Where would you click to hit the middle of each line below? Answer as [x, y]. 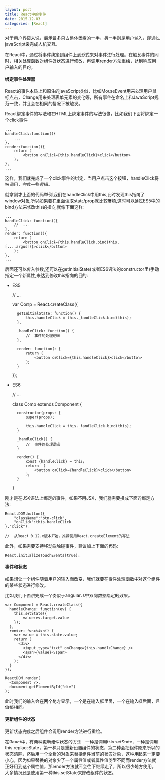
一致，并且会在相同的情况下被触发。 [46, 104]
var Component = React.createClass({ [44, 605]
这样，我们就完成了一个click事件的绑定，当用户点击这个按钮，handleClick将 [82, 178]
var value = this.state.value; [46, 635]
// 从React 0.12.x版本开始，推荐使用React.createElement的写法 [68, 536]
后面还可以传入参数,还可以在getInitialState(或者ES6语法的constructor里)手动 [82, 269]
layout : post [18, 10]
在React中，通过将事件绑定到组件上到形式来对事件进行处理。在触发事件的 [80, 55]
